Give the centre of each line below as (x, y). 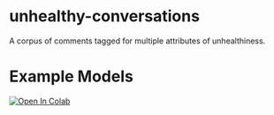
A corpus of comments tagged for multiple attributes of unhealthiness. (137, 41)
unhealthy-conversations (105, 16)
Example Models (72, 77)
